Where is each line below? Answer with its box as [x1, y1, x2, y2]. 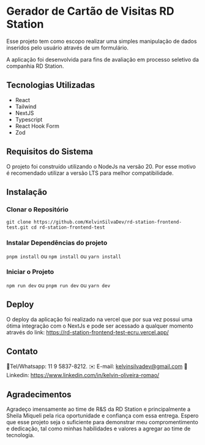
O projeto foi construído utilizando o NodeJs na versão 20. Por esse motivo [6, 163, 196, 170]
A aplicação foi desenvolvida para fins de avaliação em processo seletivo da [6, 56, 199, 63]
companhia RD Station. [6, 62, 64, 70]
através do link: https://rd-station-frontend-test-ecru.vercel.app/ [6, 328, 170, 336]
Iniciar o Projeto [6, 268, 54, 276]
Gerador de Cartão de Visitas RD [6, 4, 174, 18]
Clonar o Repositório [6, 205, 69, 213]
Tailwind [15, 103, 37, 110]
